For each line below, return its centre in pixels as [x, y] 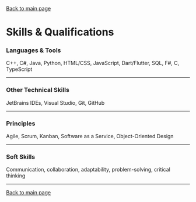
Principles [21, 124]
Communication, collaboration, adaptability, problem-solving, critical [88, 170]
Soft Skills [21, 157]
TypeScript [19, 69]
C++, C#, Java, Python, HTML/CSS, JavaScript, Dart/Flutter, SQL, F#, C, [93, 63]
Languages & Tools [34, 50]
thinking [16, 176]
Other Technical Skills [38, 90]
